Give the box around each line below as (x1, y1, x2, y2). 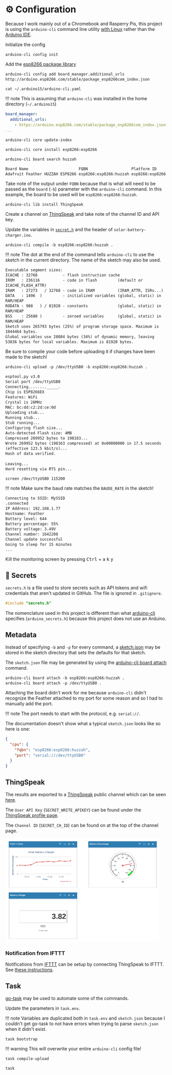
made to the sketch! (5, 354, 48, 360)
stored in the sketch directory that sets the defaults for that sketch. (5, 649, 146, 655)
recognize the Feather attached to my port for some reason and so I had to (5, 695, 163, 701)
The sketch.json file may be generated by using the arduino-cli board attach (5, 659, 167, 666)
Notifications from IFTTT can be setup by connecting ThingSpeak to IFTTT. (5, 961, 164, 968)
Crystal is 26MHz (5, 400, 42, 405)
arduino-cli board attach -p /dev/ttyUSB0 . (5, 681, 102, 686)
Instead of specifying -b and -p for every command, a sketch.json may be (5, 644, 161, 650)
